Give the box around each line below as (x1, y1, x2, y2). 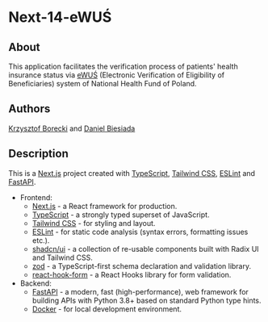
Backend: (19, 278, 52, 288)
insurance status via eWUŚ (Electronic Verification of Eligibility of (8, 70, 224, 80)
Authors (8, 102, 51, 116)
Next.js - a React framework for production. (31, 201, 178, 211)
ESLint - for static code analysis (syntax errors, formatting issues (31, 227, 249, 236)
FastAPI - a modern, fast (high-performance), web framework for (31, 286, 249, 296)
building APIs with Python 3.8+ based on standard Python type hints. (31, 295, 262, 305)
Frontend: (19, 192, 52, 202)
